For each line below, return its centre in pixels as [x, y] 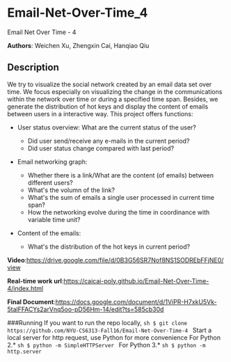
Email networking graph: [52, 162]
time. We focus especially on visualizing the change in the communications [115, 91]
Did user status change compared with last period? [101, 148]
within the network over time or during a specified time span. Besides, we [113, 99]
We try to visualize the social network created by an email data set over [110, 84]
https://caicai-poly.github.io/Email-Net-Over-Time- [136, 281]
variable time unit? [54, 219]
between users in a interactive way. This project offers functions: [100, 113]
